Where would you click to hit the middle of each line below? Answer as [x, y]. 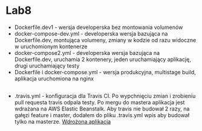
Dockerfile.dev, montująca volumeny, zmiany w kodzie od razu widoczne [105, 40]
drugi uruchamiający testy [47, 65]
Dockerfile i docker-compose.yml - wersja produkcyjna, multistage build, [105, 72]
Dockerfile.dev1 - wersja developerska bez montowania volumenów [99, 27]
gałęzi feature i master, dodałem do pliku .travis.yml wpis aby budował [102, 115]
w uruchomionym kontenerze [51, 46]
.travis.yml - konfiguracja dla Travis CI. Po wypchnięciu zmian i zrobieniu [105, 96]
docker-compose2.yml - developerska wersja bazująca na [87, 53]
